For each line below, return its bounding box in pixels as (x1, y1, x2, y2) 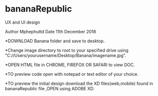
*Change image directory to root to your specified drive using (5, 47, 128, 53)
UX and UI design (5, 19, 40, 25)
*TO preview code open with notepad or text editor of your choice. (5, 71, 139, 77)
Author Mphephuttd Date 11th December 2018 (5, 28, 96, 34)
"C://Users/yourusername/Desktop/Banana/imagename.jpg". (5, 52, 126, 58)
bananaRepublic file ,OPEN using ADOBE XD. (5, 85, 95, 91)
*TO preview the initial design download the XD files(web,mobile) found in (5, 81, 154, 86)
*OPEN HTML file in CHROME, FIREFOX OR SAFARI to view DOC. (5, 62, 135, 68)
